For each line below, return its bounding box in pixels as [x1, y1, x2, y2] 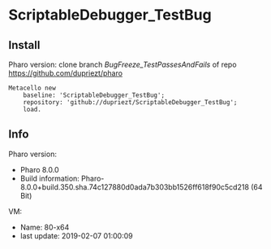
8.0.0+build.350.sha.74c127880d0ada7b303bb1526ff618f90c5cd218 [19, 181, 250, 192]
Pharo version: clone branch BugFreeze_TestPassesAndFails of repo [8, 59, 237, 69]
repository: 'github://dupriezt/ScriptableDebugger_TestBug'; [23, 98, 238, 107]
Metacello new [8, 84, 57, 92]
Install [8, 38, 41, 52]
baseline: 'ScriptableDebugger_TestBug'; [23, 91, 165, 99]
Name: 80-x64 [19, 222, 70, 232]
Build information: [19, 173, 80, 183]
